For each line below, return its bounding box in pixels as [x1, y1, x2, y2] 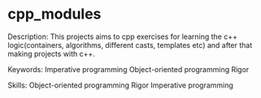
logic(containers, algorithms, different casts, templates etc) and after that [7, 40, 253, 49]
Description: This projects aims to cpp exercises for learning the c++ [7, 32, 237, 41]
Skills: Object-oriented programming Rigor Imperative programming [7, 80, 233, 90]
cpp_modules [7, 5, 102, 23]
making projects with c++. [7, 49, 95, 58]
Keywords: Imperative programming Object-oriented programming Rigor [7, 64, 250, 74]
